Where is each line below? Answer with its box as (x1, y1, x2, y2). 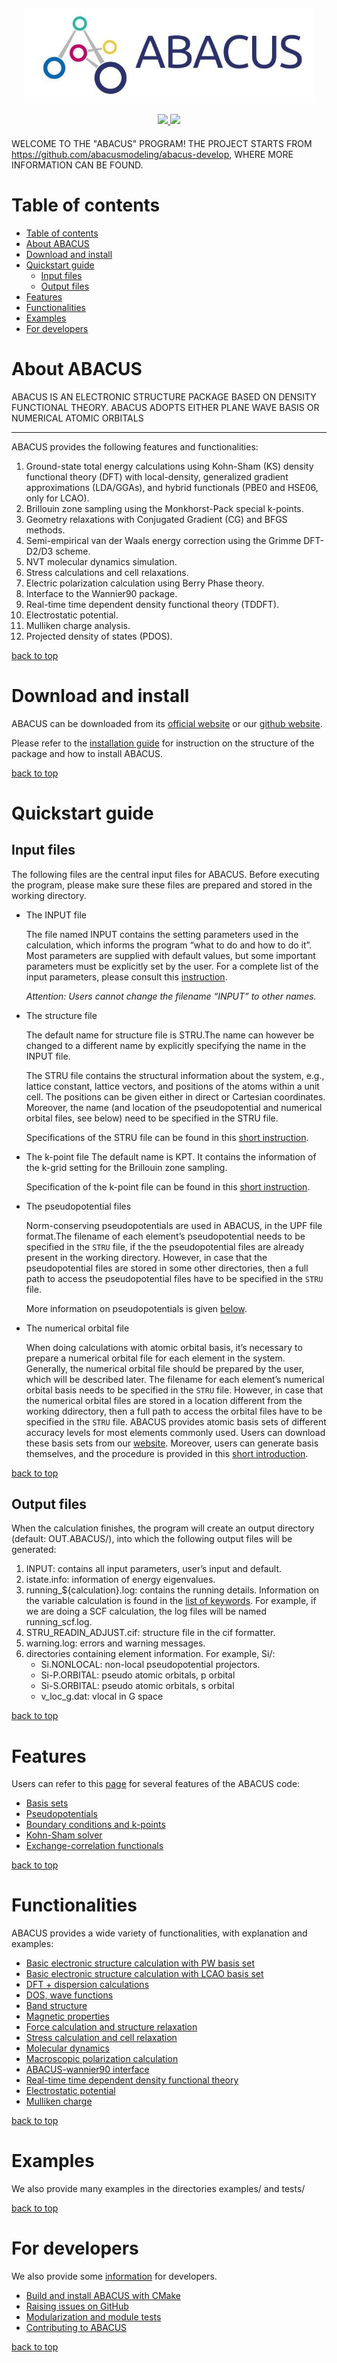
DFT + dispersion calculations (25, 1979, 150, 1991)
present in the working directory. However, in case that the (25, 1251, 268, 1263)
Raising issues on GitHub (25, 2300, 129, 2313)
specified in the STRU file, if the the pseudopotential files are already (25, 1240, 305, 1253)
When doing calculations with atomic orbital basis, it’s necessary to (25, 1341, 303, 1353)
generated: (11, 1544, 57, 1556)
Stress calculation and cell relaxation (25, 2032, 178, 2044)
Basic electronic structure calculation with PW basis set (25, 1957, 255, 1969)
